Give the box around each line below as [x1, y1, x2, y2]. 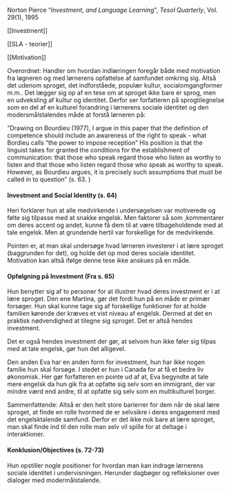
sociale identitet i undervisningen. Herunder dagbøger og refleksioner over [7, 468, 220, 477]
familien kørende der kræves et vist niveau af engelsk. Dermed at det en [7, 310, 212, 318]
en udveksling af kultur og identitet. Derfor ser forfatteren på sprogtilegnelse [7, 96, 225, 104]
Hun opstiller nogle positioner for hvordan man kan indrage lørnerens [7, 461, 203, 470]
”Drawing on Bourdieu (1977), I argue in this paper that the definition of [7, 124, 208, 132]
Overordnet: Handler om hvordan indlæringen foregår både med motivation [7, 67, 221, 74]
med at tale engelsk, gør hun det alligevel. [7, 345, 126, 353]
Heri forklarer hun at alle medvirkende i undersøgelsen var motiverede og [7, 206, 216, 214]
